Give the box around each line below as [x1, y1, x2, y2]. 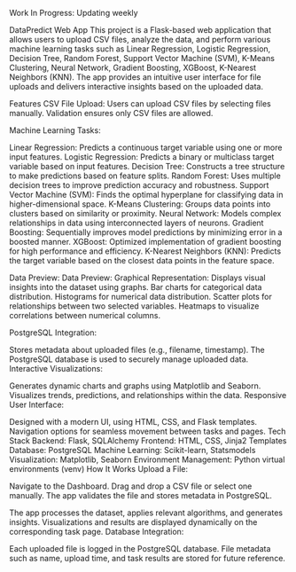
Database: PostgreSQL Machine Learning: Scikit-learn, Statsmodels [9, 445, 256, 455]
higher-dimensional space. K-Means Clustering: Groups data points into [9, 199, 271, 209]
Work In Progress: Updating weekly [9, 8, 139, 18]
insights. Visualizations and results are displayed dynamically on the [9, 517, 258, 527]
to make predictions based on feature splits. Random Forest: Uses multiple [9, 170, 281, 181]
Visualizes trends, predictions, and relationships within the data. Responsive [9, 390, 287, 400]
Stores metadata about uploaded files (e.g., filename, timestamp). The [9, 345, 266, 355]
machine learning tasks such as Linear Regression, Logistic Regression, [9, 43, 271, 54]
